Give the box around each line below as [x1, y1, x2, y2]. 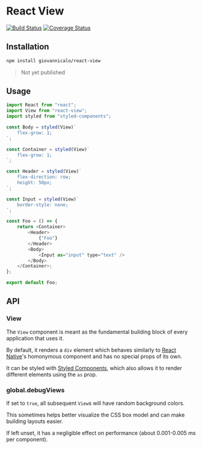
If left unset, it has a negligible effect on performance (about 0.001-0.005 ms [6, 430, 196, 437]
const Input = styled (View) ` [6, 196, 79, 202]
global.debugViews [6, 386, 65, 394]
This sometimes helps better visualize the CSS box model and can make [6, 412, 185, 419]
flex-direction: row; [17, 174, 71, 180]
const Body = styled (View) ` [6, 124, 77, 130]
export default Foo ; [6, 279, 58, 286]
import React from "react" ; [6, 102, 77, 108]
